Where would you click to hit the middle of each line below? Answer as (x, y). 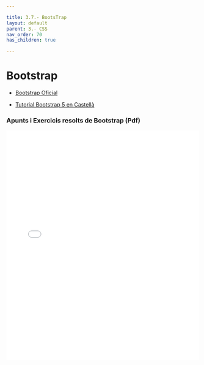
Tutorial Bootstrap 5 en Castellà (55, 105)
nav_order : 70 (24, 34)
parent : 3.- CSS (27, 29)
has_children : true (31, 40)
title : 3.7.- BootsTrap (37, 17)
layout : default (27, 23)
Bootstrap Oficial (36, 93)
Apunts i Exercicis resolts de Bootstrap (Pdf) (73, 120)
